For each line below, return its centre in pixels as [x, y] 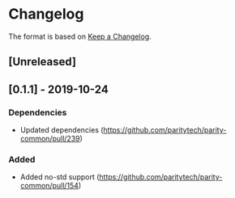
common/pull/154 [49, 186]
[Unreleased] [43, 62]
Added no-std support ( [60, 177]
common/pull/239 [50, 139]
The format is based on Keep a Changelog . [80, 36]
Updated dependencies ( [62, 130]
